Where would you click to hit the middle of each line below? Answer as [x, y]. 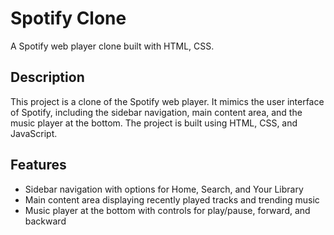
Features [38, 165]
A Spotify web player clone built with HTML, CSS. [112, 46]
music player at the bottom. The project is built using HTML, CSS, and [154, 123]
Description [47, 77]
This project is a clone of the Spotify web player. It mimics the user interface [167, 101]
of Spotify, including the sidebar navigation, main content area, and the [156, 112]
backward [45, 221]
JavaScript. [34, 133]
